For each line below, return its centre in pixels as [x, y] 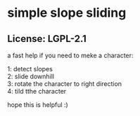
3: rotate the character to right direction [64, 84]
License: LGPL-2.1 [47, 39]
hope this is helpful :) [38, 105]
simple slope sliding [67, 13]
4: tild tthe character [37, 91]
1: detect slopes [30, 69]
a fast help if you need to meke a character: [70, 55]
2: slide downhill [31, 76]
